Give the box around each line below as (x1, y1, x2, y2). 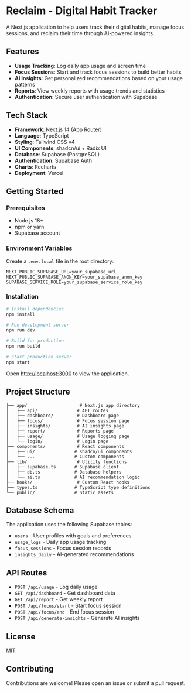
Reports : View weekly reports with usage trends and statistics (14, 87, 165, 94)
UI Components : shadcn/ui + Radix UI (14, 145, 107, 152)
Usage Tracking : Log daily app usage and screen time (14, 62, 146, 69)
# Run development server (6, 322, 69, 328)
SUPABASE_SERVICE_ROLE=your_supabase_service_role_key (6, 279, 143, 285)
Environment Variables (6, 244, 73, 252)
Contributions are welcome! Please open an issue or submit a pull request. (6, 679, 186, 686)
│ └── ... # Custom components (6, 454, 125, 460)
